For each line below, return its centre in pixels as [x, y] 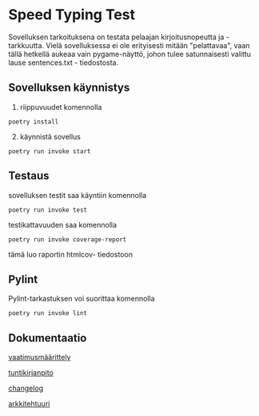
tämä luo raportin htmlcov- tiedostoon [71, 254]
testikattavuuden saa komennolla [63, 224]
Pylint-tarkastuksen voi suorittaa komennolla [82, 299]
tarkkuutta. [26, 45]
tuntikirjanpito [31, 373]
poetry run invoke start [50, 151]
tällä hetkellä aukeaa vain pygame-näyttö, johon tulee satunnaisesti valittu [130, 54]
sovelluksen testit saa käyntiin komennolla [78, 195]
